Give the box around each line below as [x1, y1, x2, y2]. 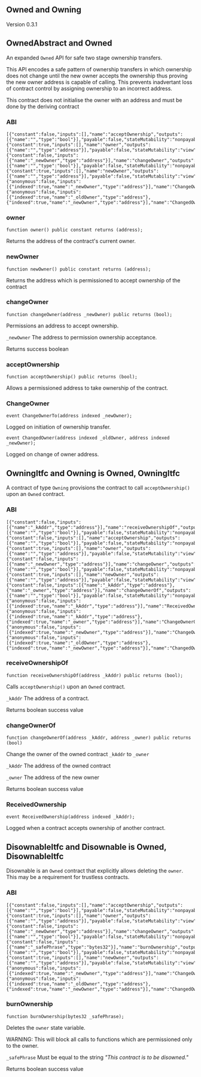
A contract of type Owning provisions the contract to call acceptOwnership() [6, 484, 190, 491]
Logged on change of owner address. [6, 451, 99, 458]
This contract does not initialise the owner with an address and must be [6, 96, 182, 104]
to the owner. [6, 1042, 39, 1049]
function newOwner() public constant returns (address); [6, 266, 151, 272]
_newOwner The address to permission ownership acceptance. [6, 333, 157, 341]
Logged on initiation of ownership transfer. [6, 423, 111, 431]
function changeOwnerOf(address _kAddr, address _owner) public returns [6, 735, 191, 741]
